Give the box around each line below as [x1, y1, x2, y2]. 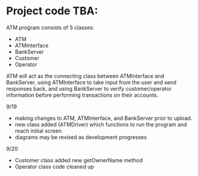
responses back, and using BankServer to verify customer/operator [6, 85, 172, 92]
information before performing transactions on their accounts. [6, 91, 159, 98]
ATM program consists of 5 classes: [6, 24, 94, 31]
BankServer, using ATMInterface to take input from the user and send [6, 79, 177, 86]
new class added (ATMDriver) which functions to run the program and [14, 121, 187, 128]
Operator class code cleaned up [14, 163, 94, 170]
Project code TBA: [6, 4, 98, 18]
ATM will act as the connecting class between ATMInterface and [6, 72, 165, 79]
